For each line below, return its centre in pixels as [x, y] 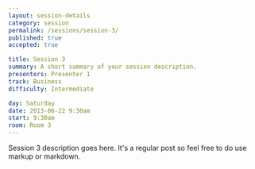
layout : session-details [49, 15]
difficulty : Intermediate [51, 89]
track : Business [35, 81]
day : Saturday [32, 103]
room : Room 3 [30, 125]
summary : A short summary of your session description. [102, 67]
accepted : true [33, 45]
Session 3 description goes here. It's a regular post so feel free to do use [128, 148]
